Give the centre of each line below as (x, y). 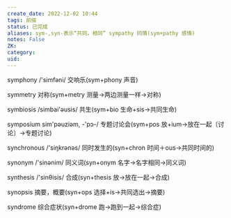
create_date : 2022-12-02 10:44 (53, 14)
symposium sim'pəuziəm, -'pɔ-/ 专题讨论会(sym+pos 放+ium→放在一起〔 (113, 124)
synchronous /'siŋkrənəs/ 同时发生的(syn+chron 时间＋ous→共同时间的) (111, 148)
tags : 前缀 (22, 20)
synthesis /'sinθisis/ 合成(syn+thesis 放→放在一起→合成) (89, 177)
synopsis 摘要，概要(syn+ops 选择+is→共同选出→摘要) (86, 192)
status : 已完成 (27, 26)
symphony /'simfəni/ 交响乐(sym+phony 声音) (73, 79)
